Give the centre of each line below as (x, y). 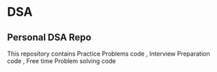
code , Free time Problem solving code (62, 61)
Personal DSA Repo (49, 37)
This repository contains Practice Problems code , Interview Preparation (108, 53)
